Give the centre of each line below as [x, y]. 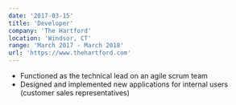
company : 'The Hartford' [50, 30]
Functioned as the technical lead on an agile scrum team [114, 76]
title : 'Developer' [41, 23]
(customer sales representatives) [75, 93]
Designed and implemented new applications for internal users [124, 84]
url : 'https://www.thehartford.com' [70, 53]
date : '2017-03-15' [41, 16]
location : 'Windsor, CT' [50, 38]
